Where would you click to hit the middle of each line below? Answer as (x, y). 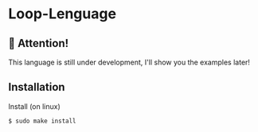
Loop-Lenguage (63, 14)
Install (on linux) (35, 106)
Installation (37, 87)
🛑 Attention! (39, 43)
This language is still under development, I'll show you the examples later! (129, 62)
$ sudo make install (43, 121)
